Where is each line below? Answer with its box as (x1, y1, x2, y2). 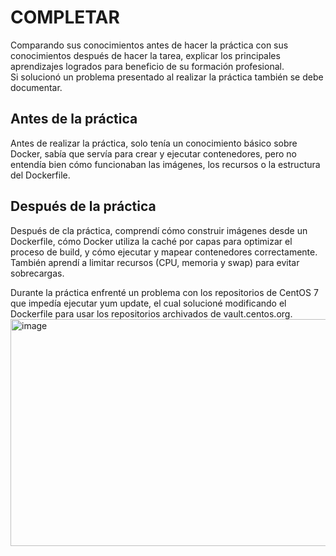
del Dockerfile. (10, 169, 71, 181)
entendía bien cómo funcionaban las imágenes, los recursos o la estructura (10, 158, 321, 170)
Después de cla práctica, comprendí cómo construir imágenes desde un (10, 224, 308, 236)
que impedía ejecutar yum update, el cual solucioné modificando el (10, 297, 287, 309)
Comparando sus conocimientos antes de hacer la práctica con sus (10, 39, 289, 51)
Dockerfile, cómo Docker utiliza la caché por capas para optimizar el (10, 235, 293, 247)
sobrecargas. (10, 267, 65, 279)
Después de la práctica (10, 198, 157, 215)
